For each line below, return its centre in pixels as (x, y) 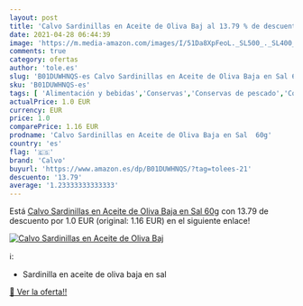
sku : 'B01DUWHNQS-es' (50, 85)
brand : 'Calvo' (38, 160)
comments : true (38, 51)
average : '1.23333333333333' (64, 186)
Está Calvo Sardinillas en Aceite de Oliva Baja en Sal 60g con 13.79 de (139, 211)
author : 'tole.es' (44, 69)
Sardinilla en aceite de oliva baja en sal (94, 274)
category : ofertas (44, 60)
